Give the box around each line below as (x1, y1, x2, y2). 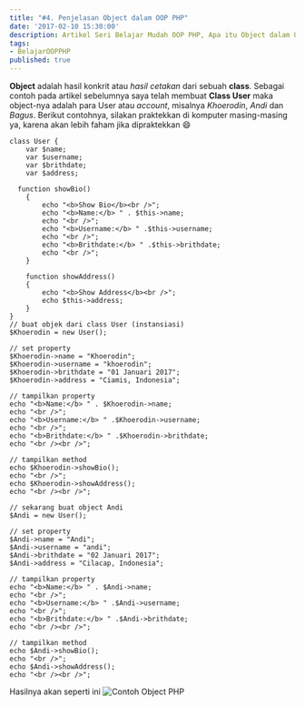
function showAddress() (25, 272, 116, 281)
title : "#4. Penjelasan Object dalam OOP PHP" (9, 13, 189, 23)
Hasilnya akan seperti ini (9, 686, 102, 697)
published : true (9, 55, 71, 65)
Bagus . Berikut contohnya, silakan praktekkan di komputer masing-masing (9, 110, 288, 120)
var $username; (25, 153, 84, 162)
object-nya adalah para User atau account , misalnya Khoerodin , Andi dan (9, 100, 284, 110)
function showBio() (17, 185, 92, 194)
